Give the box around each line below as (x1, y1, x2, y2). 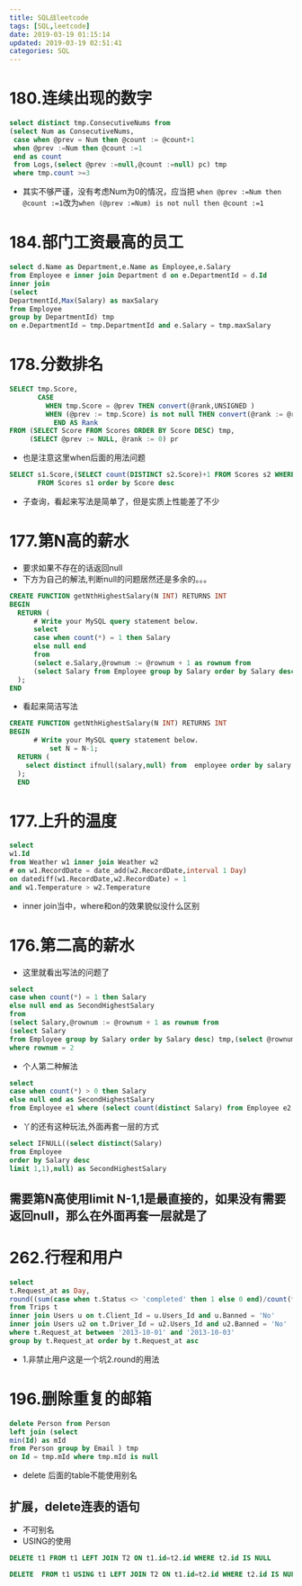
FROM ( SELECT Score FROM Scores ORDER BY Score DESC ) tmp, (9, 427, 235, 436)
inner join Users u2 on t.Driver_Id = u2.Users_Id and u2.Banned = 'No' (9, 1320, 288, 1329)
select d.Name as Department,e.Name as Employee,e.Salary (9, 263, 231, 272)
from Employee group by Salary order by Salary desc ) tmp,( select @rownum (9, 1034, 296, 1044)
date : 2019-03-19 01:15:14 (9, 30, 111, 39)
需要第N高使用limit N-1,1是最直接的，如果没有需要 (9, 1191, 286, 1206)
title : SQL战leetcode (9, 13, 89, 23)
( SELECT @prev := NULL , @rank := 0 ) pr (29, 435, 179, 444)
